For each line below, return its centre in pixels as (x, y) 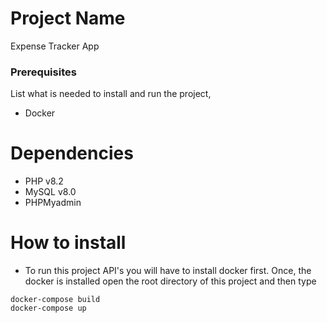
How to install (68, 243)
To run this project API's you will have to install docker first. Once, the (168, 271)
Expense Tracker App (55, 46)
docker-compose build (55, 300)
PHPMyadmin (53, 203)
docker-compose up (48, 308)
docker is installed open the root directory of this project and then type (170, 281)
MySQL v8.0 (50, 192)
